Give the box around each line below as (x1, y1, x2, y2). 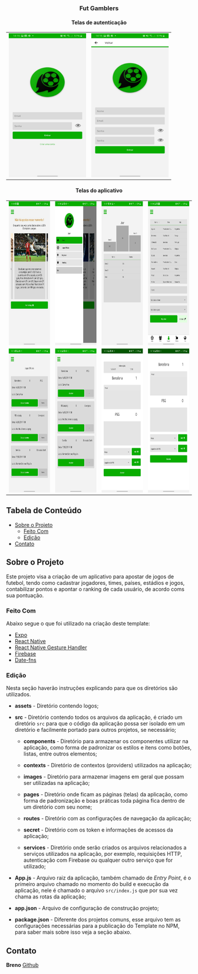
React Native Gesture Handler (14, 644, 87, 651)
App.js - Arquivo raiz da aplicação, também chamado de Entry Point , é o (14, 874, 192, 881)
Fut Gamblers (79, 4, 119, 12)
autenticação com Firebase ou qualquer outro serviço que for (23, 856, 173, 864)
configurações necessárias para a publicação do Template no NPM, (14, 923, 180, 930)
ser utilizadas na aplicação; (23, 780, 90, 787)
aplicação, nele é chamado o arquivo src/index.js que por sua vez (14, 887, 178, 894)
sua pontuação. (6, 592, 44, 599)
